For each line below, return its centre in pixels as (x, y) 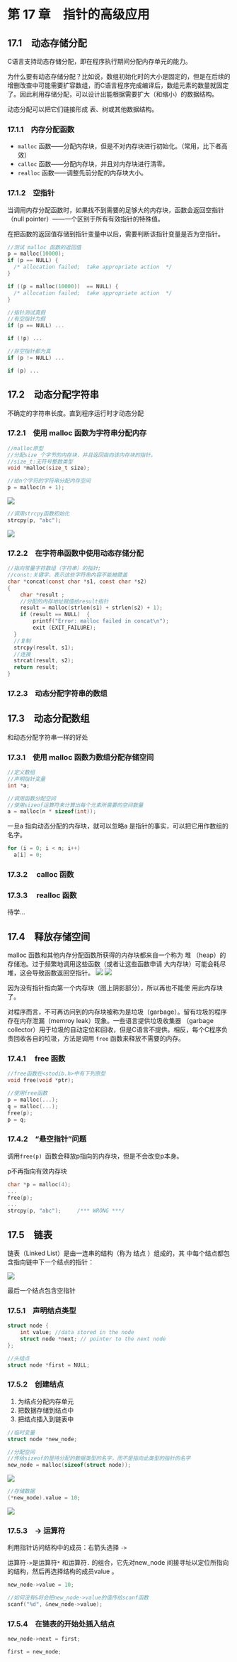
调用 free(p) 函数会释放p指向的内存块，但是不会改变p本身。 (95, 1156)
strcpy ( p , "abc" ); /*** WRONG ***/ (66, 1211)
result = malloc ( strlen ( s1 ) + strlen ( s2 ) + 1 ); (91, 608)
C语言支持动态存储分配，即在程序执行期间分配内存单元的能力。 (100, 61)
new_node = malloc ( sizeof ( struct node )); (69, 1465)
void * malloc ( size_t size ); (49, 468)
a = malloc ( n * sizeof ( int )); (52, 811)
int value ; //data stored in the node (77, 1333)
